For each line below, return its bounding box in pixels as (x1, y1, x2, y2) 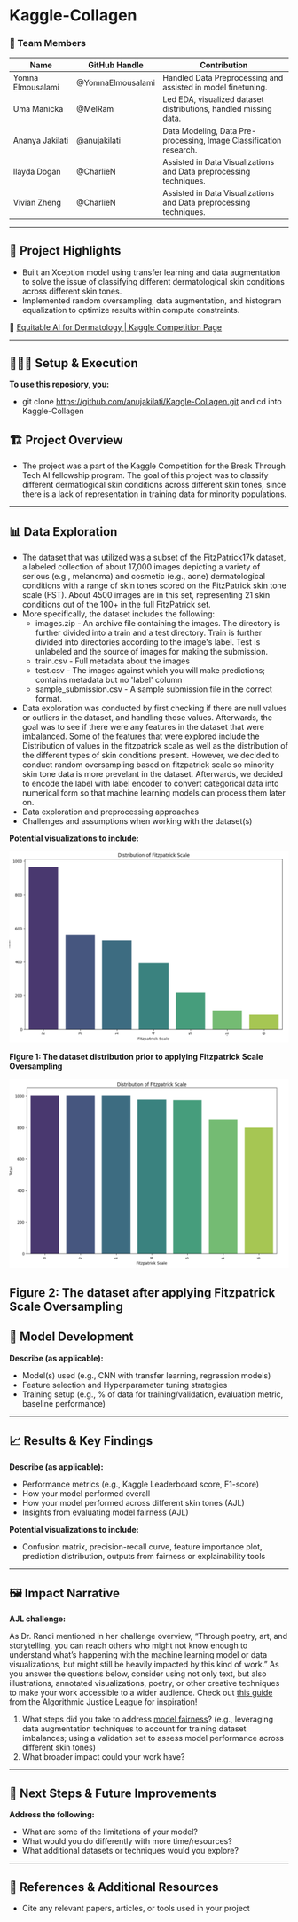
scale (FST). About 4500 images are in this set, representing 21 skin (21, 589, 271, 600)
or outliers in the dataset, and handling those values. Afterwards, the (21, 711, 273, 723)
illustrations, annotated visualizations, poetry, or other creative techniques (9, 1678, 280, 1689)
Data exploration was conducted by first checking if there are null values (21, 702, 288, 713)
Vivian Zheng (12, 197, 62, 208)
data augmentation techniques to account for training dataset (21, 1723, 247, 1734)
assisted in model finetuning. (162, 82, 268, 93)
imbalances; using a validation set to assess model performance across (21, 1733, 284, 1744)
